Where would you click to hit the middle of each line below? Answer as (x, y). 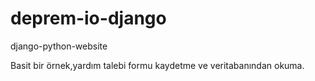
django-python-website (59, 46)
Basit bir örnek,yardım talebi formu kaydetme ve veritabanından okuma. (157, 65)
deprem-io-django (88, 18)
